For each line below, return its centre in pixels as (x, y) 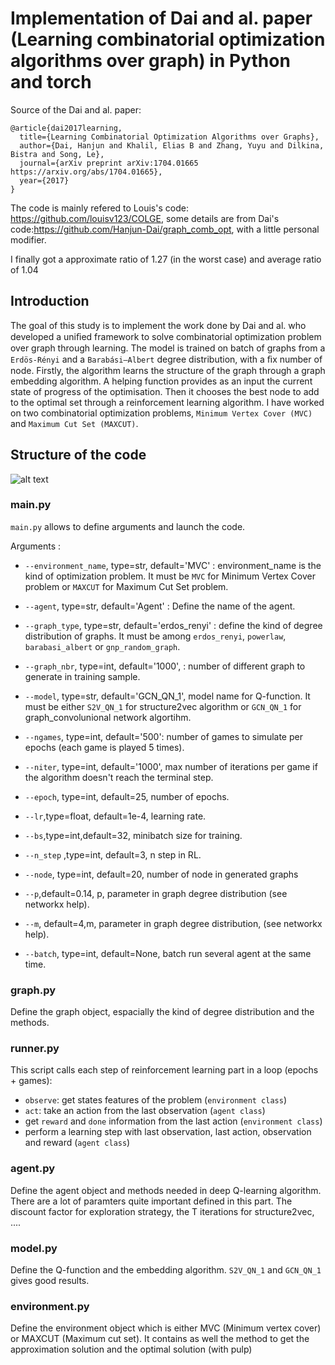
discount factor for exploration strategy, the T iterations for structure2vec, (162, 1211)
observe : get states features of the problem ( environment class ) (156, 1100)
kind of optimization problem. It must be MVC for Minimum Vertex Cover (170, 576)
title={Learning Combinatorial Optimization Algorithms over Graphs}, (169, 137)
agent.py (33, 1169)
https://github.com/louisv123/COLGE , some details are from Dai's (145, 218)
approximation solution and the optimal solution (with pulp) (131, 1349)
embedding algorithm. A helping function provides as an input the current (161, 381)
